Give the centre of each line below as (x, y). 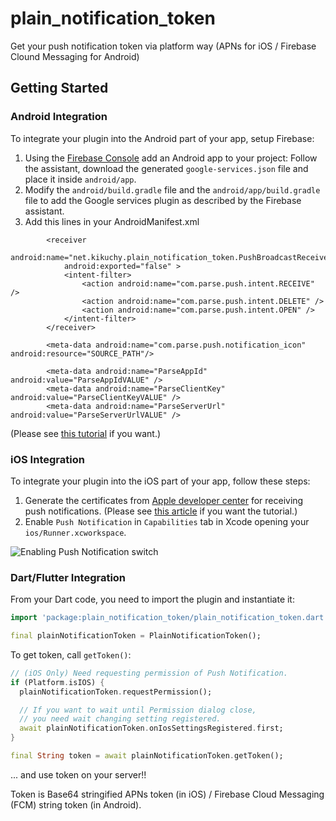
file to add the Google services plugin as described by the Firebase (163, 200)
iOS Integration (47, 459)
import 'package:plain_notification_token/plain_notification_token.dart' (169, 618)
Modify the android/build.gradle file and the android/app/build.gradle (172, 189)
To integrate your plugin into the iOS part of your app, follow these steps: (160, 481)
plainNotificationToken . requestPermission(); (116, 692)
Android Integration (59, 117)
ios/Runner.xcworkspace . (75, 532)
